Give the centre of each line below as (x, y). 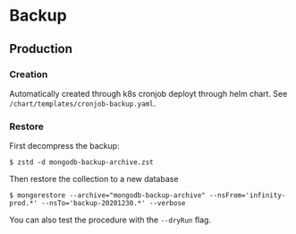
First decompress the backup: (64, 146)
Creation (29, 74)
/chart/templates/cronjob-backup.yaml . (83, 103)
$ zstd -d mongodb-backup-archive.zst (81, 162)
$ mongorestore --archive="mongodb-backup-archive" (107, 195)
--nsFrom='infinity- (247, 195)
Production (41, 49)
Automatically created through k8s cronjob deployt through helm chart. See (148, 93)
